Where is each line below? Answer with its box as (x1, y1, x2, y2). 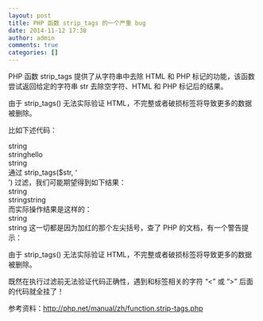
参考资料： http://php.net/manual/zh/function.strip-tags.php (8, 303, 203, 313)
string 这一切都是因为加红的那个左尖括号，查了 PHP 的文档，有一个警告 (8, 223, 242, 232)
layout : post (8, 11, 52, 20)
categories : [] (8, 49, 59, 57)
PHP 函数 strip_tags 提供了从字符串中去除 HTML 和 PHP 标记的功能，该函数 (8, 72, 256, 80)
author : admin (8, 33, 56, 42)
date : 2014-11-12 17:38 (8, 26, 87, 34)
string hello (8, 150, 44, 159)
